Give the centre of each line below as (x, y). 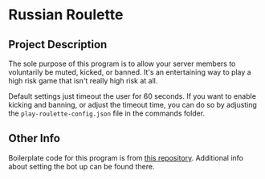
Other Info (34, 138)
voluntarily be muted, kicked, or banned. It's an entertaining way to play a (130, 72)
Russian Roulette (66, 15)
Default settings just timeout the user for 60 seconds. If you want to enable (132, 96)
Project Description (58, 45)
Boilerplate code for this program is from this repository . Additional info (126, 157)
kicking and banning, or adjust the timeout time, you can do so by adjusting (132, 105)
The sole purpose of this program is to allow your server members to (122, 63)
